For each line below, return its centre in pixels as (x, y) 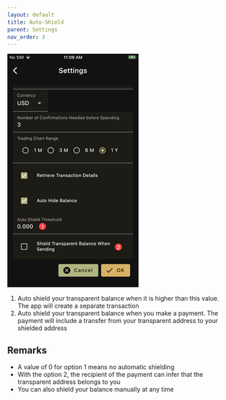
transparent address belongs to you (69, 382)
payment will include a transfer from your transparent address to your (118, 321)
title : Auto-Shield (36, 22)
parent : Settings (33, 29)
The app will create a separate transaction (78, 306)
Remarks (27, 350)
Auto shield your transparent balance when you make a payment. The (118, 313)
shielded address (42, 328)
